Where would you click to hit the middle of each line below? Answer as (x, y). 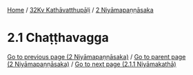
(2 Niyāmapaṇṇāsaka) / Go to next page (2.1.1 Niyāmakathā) (92, 64)
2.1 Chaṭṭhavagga (58, 38)
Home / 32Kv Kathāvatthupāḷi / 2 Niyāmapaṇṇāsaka (80, 10)
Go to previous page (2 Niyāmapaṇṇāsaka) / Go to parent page (96, 56)
